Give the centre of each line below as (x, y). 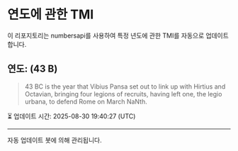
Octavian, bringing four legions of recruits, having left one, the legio (123, 94)
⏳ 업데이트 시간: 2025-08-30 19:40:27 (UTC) (72, 116)
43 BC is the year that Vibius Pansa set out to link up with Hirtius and (125, 86)
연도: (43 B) (33, 69)
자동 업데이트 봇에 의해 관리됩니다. (55, 140)
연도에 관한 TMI (51, 15)
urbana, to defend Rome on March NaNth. (86, 101)
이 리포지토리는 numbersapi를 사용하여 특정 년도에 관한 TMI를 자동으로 (106, 35)
